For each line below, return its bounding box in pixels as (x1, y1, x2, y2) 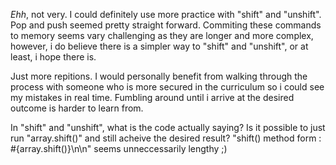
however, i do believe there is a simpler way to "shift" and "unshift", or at (10, 40, 309, 52)
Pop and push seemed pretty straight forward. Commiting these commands (10, 19, 322, 31)
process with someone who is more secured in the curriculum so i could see (10, 81, 325, 93)
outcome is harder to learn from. (10, 102, 144, 114)
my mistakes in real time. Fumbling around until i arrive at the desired (10, 92, 295, 103)
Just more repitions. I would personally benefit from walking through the (10, 70, 308, 82)
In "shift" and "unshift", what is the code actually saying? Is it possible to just (10, 122, 326, 133)
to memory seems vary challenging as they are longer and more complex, (10, 30, 314, 41)
